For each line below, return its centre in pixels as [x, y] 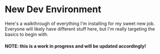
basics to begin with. [27, 34]
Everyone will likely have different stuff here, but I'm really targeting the [80, 29]
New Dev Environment [53, 9]
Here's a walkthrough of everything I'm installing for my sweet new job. [80, 23]
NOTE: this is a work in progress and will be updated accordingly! [75, 46]
